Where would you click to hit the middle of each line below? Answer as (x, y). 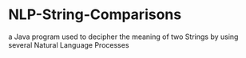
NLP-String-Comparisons (95, 15)
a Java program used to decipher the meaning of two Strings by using (123, 37)
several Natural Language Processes (69, 44)
